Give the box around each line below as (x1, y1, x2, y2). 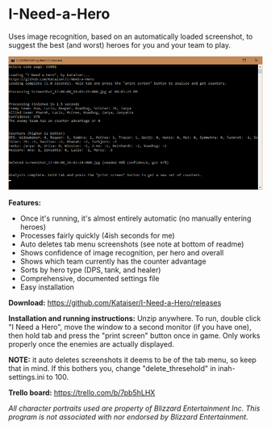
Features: (8, 197, 42, 207)
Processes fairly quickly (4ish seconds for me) (19, 230, 175, 240)
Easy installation (19, 282, 75, 292)
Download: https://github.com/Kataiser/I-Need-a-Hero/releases (8, 297, 222, 307)
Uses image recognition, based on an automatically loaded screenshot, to (8, 32, 253, 41)
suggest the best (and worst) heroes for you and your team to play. (8, 40, 231, 49)
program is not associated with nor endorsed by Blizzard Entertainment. (8, 411, 248, 421)
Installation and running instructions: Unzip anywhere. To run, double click (8, 313, 261, 323)
